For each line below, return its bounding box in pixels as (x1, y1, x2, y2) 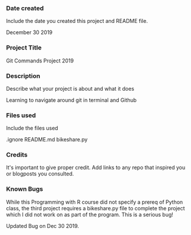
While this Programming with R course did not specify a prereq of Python (6, 198, 183, 206)
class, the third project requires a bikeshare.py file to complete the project (6, 204, 185, 211)
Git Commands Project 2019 (6, 57, 74, 64)
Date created (6, 4, 44, 12)
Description (6, 72, 41, 80)
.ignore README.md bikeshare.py (6, 136, 88, 143)
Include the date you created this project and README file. (6, 18, 148, 25)
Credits (6, 151, 28, 159)
